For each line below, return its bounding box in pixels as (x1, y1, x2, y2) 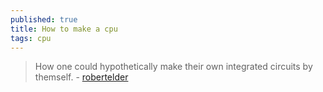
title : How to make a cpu (10, 24, 118, 34)
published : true (10, 14, 78, 25)
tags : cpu (10, 33, 52, 43)
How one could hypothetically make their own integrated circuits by (34, 61, 313, 73)
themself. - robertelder (34, 71, 129, 83)
